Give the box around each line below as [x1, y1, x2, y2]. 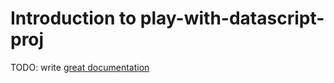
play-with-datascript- [139, 7, 325, 30]
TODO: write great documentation [10, 61, 150, 73]
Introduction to [10, 7, 137, 30]
